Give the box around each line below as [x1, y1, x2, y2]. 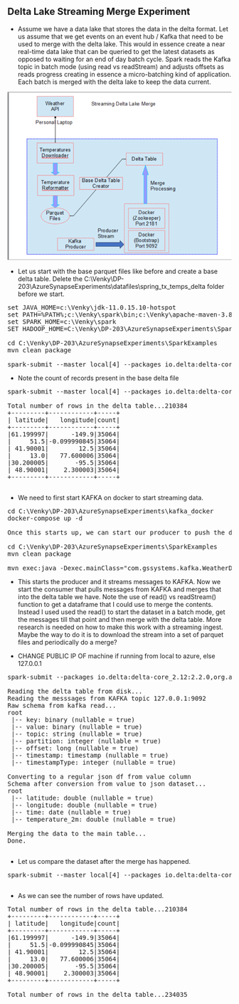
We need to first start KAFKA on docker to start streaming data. [17, 493, 204, 502]
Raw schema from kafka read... [7, 701, 117, 709]
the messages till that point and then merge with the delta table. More [17, 615, 222, 623]
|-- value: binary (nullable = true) [11, 722, 143, 731]
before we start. [17, 290, 65, 298]
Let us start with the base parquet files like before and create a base [17, 267, 218, 275]
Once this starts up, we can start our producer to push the [7, 528, 225, 537]
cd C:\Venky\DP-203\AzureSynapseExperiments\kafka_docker [7, 507, 214, 515]
